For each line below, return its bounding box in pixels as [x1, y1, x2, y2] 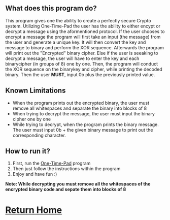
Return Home [5, 204, 62, 215]
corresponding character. [12, 132, 66, 138]
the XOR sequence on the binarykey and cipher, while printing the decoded [5, 66, 162, 72]
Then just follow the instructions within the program [12, 166, 121, 172]
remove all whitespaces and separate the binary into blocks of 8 [12, 105, 147, 111]
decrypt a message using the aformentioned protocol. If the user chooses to [5, 28, 165, 35]
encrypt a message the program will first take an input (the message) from [5, 34, 161, 40]
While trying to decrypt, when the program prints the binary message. [12, 121, 159, 128]
